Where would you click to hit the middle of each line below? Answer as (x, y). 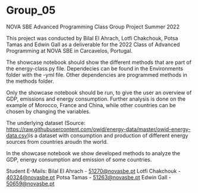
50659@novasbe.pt (30, 184)
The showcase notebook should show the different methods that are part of (99, 62)
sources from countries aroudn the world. (57, 141)
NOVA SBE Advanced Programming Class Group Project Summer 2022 (93, 27)
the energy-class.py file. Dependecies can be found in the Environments (95, 68)
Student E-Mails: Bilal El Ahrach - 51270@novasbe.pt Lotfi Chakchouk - (94, 171)
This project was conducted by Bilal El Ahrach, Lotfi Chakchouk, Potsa (92, 38)
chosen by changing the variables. (48, 111)
